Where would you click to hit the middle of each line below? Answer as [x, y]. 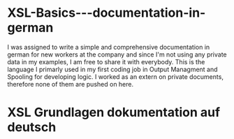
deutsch [32, 127]
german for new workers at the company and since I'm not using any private [117, 54]
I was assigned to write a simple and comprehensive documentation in [109, 47]
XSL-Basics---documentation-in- [107, 13]
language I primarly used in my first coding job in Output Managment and [112, 69]
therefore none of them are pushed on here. [71, 84]
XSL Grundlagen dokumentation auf [114, 112]
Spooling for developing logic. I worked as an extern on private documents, [115, 76]
